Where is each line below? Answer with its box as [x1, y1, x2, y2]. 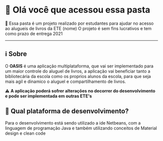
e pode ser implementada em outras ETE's [5, 93, 92, 99]
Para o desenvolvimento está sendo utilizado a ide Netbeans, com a [5, 120, 141, 125]
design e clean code [5, 130, 46, 136]
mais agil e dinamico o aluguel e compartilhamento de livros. [5, 78, 126, 84]
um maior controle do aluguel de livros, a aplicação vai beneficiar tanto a [5, 68, 150, 74]
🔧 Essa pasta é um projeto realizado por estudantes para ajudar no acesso [5, 20, 154, 26]
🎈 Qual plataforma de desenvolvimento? [5, 107, 129, 115]
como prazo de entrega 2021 [5, 31, 63, 36]
